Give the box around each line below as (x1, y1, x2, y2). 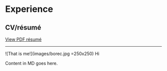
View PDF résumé (5, 36, 42, 42)
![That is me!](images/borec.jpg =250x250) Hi (5, 51, 99, 57)
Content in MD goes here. (5, 61, 58, 66)
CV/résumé (5, 23, 41, 32)
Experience (5, 3, 53, 15)
